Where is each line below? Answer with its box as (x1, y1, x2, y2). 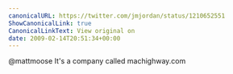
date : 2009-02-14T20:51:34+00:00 (8, 34, 121, 43)
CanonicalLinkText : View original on (8, 27, 135, 35)
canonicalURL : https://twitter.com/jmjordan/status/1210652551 (8, 11, 226, 20)
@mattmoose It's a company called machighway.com (8, 56, 186, 66)
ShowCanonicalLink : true (8, 19, 92, 27)
